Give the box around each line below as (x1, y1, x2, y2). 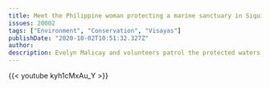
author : (8, 42, 35, 50)
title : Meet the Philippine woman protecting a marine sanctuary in (8, 11, 243, 20)
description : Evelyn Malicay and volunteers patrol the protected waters (8, 49, 261, 57)
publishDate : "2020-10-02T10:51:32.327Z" (8, 34, 149, 42)
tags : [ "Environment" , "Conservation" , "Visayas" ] (8, 26, 182, 34)
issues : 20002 (8, 19, 56, 27)
